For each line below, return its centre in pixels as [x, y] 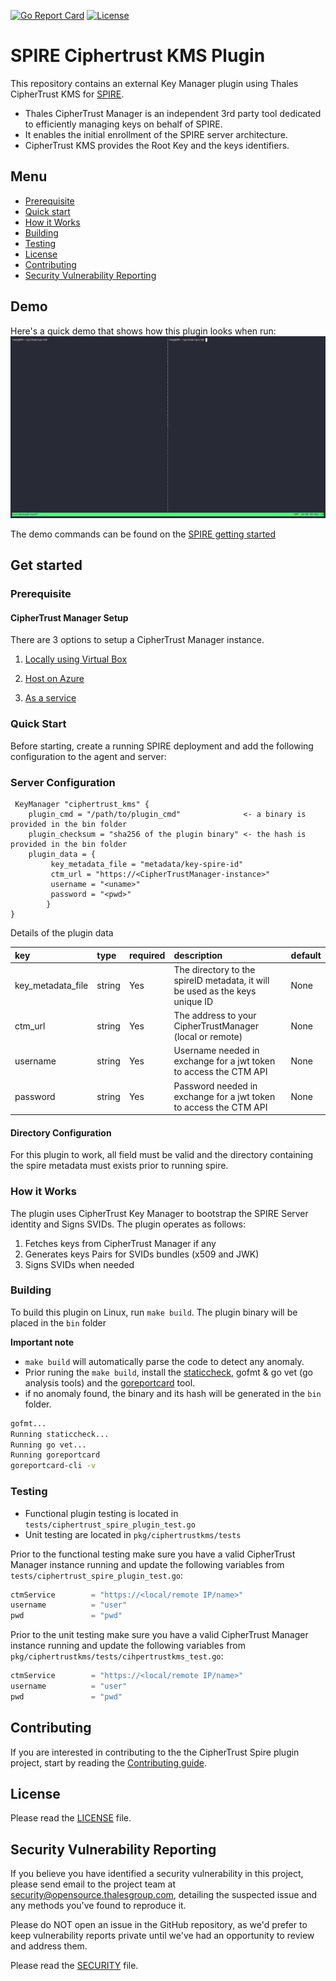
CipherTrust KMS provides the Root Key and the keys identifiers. [157, 145]
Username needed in [216, 1051]
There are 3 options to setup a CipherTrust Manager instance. [137, 640]
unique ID [193, 1001]
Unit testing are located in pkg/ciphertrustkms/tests [133, 1534]
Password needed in [215, 1086]
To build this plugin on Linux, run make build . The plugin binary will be [154, 1312]
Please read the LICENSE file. [71, 1818]
